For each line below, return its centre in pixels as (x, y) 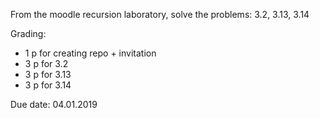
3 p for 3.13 (48, 74)
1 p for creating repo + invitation (90, 53)
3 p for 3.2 (46, 63)
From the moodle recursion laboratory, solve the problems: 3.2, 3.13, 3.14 (160, 14)
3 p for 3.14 (48, 85)
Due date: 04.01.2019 (54, 104)
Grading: (28, 33)
